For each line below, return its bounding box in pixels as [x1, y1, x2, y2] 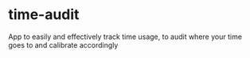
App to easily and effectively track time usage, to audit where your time [8, 32, 243, 41]
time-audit [8, 6, 80, 24]
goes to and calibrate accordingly [8, 40, 119, 49]
